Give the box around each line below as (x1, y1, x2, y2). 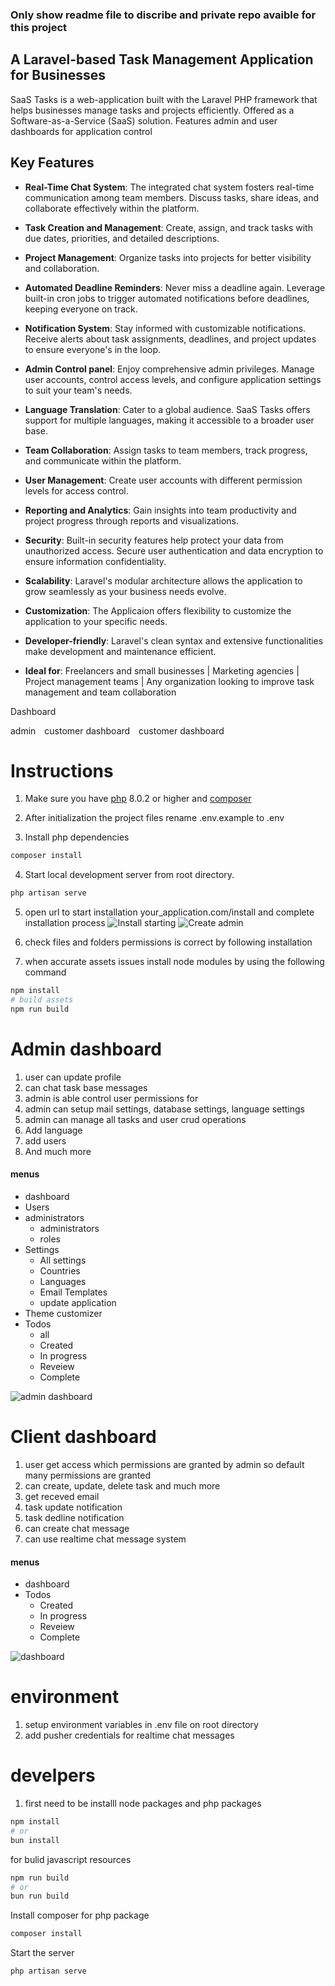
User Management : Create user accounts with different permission (24, 474, 303, 486)
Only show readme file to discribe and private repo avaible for (10, 8, 317, 22)
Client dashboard (10, 1426, 157, 1448)
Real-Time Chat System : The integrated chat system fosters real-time (24, 181, 315, 193)
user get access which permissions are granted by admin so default (24, 1458, 305, 1470)
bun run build (10, 1891, 70, 1902)
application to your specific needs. (24, 615, 168, 627)
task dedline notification (24, 1511, 125, 1523)
